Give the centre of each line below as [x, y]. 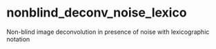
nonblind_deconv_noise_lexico [97, 13]
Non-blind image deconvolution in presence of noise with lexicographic [108, 32]
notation [18, 39]
